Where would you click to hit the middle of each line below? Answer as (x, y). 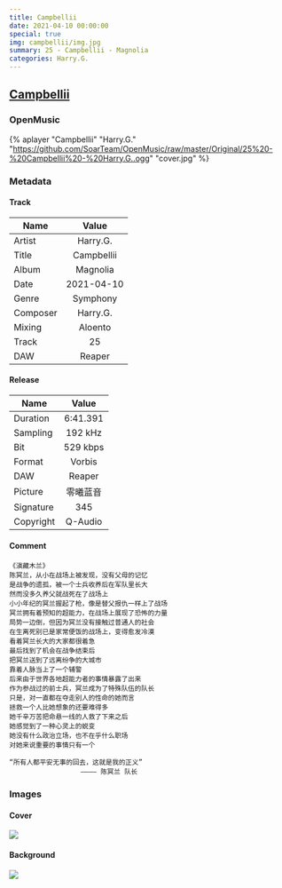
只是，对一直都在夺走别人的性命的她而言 (72, 698)
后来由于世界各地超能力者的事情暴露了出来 (75, 679)
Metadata (30, 181)
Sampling (33, 433)
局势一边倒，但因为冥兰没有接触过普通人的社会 (82, 622)
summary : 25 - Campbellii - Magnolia (79, 51)
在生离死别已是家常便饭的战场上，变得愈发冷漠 (82, 632)
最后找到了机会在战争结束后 (52, 651)
